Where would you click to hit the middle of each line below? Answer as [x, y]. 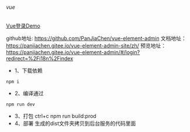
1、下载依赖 [28, 71]
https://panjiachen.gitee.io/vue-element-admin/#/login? [73, 52]
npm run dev [20, 104]
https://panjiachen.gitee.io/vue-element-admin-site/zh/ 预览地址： [86, 46]
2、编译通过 [29, 93]
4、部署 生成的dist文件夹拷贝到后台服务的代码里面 [75, 123]
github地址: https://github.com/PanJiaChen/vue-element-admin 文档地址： [96, 38]
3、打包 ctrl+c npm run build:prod [55, 116]
